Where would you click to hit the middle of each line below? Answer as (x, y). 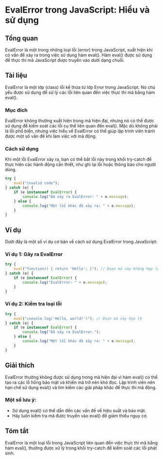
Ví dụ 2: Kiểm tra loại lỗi (33, 304)
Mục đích (16, 110)
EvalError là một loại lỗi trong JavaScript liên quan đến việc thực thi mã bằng (81, 442)
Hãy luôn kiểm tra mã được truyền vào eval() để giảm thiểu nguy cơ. (80, 416)
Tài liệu (16, 76)
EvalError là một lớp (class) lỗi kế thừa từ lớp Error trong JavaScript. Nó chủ (80, 87)
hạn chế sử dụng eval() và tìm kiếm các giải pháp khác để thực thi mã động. (81, 387)
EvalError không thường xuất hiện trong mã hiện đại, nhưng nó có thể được (80, 121)
